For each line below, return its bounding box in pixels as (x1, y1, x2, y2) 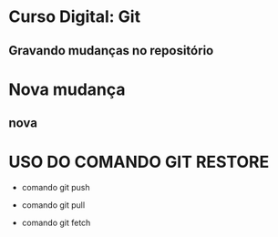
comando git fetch (21, 217, 91, 229)
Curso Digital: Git (8, 6, 141, 27)
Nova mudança (8, 79, 126, 99)
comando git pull (21, 200, 86, 211)
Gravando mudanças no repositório (8, 43, 214, 58)
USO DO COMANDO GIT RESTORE (8, 152, 270, 172)
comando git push (21, 182, 90, 193)
